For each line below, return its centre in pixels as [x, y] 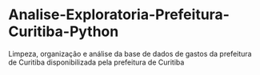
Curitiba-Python [64, 32]
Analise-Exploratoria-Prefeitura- [119, 15]
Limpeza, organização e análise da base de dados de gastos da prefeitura [130, 53]
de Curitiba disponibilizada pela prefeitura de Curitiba [96, 62]
